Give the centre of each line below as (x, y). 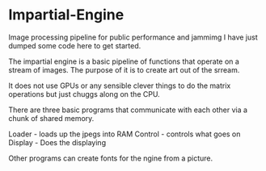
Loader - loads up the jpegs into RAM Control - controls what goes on (125, 134)
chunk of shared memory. (51, 118)
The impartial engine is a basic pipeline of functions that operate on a (124, 61)
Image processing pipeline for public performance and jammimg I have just (133, 37)
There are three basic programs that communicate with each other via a (128, 110)
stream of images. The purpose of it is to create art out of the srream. (124, 69)
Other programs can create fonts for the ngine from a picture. (111, 158)
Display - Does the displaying (57, 142)
